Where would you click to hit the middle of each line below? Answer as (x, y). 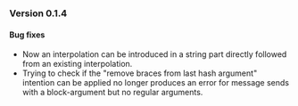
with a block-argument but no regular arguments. (112, 93)
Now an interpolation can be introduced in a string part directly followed (154, 54)
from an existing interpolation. (77, 64)
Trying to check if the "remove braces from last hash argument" (140, 73)
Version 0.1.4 (38, 13)
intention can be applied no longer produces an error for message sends (156, 83)
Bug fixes (27, 35)
